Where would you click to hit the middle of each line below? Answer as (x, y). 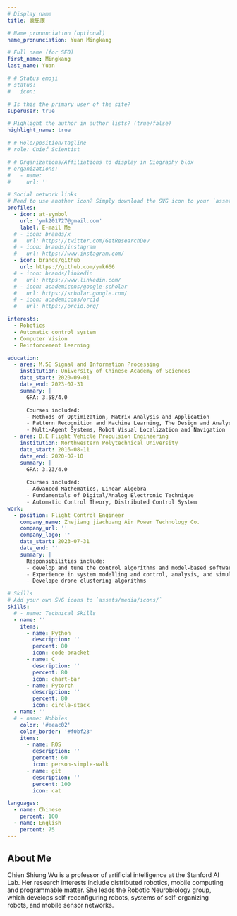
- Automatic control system (55, 332)
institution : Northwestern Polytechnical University (99, 443)
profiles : (22, 208)
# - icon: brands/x (42, 234)
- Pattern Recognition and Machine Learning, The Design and (118, 423)
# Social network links (42, 195)
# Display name (30, 14)
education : (23, 358)
